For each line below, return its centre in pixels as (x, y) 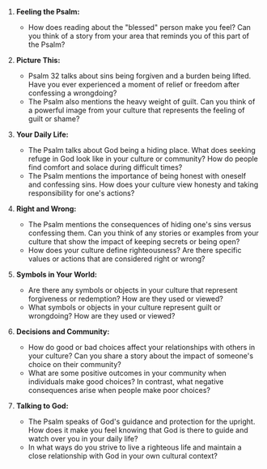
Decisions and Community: (63, 332)
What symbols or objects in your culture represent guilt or (124, 307)
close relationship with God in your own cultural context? (123, 456)
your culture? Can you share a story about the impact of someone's (140, 356)
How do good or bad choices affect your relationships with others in (142, 347)
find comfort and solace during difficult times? (105, 167)
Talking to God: (42, 406)
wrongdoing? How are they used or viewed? (102, 316)
